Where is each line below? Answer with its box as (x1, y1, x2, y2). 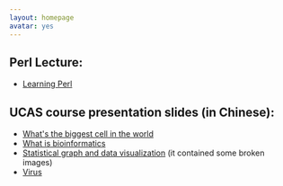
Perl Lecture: (9, 55, 84, 70)
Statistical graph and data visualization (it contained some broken (22, 147, 265, 158)
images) (22, 157, 53, 168)
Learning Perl (22, 78, 73, 90)
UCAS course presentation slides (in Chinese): (9, 104, 276, 120)
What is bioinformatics (22, 138, 106, 149)
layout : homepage (9, 13, 75, 22)
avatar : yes (9, 22, 54, 31)
